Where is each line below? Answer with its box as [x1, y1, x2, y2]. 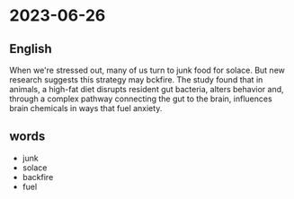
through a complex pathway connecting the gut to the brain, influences [9, 93, 272, 104]
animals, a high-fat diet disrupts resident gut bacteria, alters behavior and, [9, 84, 285, 94]
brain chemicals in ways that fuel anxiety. [9, 103, 163, 113]
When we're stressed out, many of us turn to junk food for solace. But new [9, 65, 285, 75]
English [9, 41, 52, 56]
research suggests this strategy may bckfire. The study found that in [9, 74, 263, 85]
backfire [22, 171, 54, 182]
